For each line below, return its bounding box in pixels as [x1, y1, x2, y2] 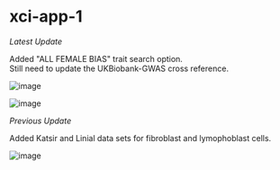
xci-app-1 [9, 6, 83, 27]
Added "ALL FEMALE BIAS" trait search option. [9, 53, 183, 64]
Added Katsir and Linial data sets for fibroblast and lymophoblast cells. [9, 132, 272, 143]
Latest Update [9, 36, 63, 47]
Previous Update [9, 115, 72, 126]
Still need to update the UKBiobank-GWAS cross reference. [9, 63, 230, 74]
